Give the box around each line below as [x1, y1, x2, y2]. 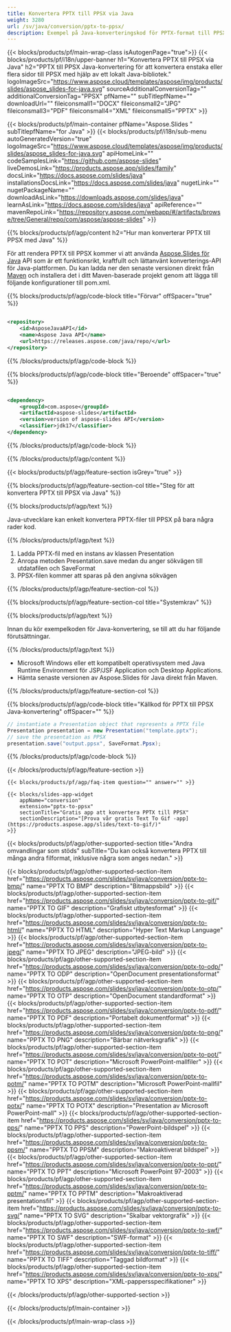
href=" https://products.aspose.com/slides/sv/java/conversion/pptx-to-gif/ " [7, 896, 220, 905]
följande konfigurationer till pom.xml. [7, 278, 111, 287]
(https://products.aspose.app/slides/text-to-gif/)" [7, 821, 162, 828]
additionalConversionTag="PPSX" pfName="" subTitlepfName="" [7, 92, 192, 101]
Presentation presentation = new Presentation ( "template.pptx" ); [7, 727, 198, 734]
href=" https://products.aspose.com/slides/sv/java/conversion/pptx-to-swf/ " [7, 1226, 223, 1234]
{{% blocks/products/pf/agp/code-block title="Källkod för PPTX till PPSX [7, 700, 214, 708]
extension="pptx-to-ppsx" [19, 803, 94, 810]
